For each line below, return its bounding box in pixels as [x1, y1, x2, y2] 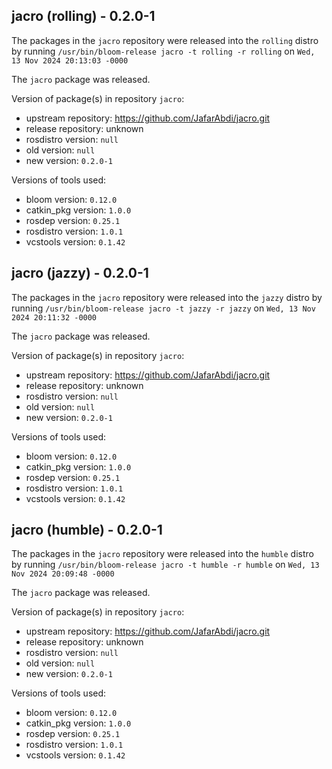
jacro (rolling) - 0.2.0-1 [11, 8, 156, 25]
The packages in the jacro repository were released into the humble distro [11, 548, 314, 560]
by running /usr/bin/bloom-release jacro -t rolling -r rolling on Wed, [11, 45, 316, 57]
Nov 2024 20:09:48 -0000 [11, 569, 115, 579]
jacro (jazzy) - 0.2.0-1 [11, 265, 149, 282]
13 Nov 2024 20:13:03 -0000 [11, 55, 129, 66]
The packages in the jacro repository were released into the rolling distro [11, 34, 319, 46]
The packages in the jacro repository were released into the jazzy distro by [11, 291, 323, 303]
